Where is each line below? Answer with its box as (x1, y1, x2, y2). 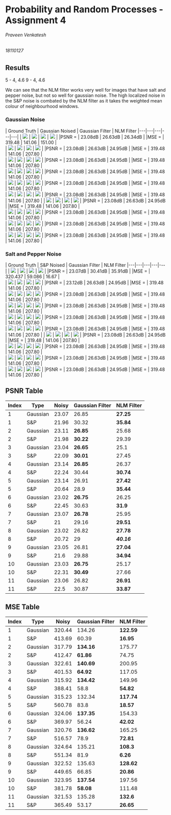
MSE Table (5, 603, 40, 612)
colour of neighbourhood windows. (5, 103, 79, 110)
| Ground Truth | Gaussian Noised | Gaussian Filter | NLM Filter (5, 128, 137, 134)
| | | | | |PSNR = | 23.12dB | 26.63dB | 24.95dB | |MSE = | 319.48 (5, 280, 164, 286)
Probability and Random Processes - (5, 4, 163, 15)
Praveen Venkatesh (5, 32, 46, 38)
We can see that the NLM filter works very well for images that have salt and (5, 87, 166, 93)
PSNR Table (5, 387, 43, 395)
